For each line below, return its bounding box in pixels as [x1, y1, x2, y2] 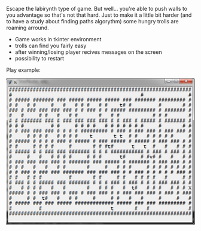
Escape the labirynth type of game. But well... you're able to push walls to [6, 5, 187, 12]
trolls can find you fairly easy [14, 42, 87, 49]
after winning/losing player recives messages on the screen [14, 48, 163, 56]
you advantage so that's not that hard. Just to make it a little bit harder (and [6, 11, 192, 19]
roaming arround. [6, 24, 49, 31]
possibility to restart [14, 55, 65, 62]
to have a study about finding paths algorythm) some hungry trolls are [6, 18, 179, 25]
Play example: [6, 66, 41, 74]
